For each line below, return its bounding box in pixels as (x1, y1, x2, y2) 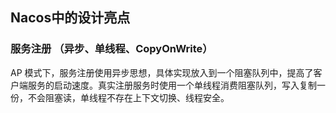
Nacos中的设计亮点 (10, 9, 131, 27)
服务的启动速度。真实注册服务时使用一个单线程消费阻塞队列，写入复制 (27, 79, 317, 91)
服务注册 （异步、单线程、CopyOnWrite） (10, 42, 213, 56)
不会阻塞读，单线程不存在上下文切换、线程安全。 (27, 91, 230, 103)
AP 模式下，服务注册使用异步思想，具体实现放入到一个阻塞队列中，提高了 (10, 66, 314, 78)
